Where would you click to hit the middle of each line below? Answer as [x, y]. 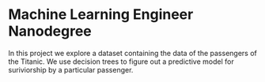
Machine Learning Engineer [101, 15]
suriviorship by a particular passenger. [71, 69]
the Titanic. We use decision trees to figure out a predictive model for [121, 61]
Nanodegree [50, 31]
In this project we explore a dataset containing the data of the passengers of [132, 53]
